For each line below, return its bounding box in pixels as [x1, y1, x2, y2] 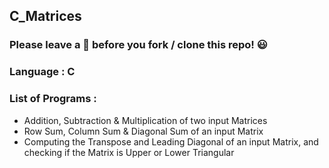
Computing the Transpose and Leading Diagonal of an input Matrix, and [23, 135, 319, 148]
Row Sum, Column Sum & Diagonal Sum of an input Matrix [23, 125, 264, 137]
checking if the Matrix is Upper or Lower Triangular [23, 146, 235, 158]
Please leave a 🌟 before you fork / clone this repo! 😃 [9, 38, 268, 52]
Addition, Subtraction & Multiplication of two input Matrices [23, 114, 268, 126]
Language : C [9, 65, 76, 79]
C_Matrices [9, 8, 82, 25]
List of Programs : [9, 92, 97, 106]
